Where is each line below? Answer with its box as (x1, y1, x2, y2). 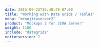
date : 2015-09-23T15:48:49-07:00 (5, 7, 73, 12)
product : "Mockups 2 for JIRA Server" (5, 21, 84, 26)
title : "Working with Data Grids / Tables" (5, 12, 95, 17)
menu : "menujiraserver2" (5, 16, 56, 21)
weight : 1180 (5, 25, 32, 30)
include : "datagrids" (5, 30, 49, 35)
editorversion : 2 (5, 35, 40, 40)
